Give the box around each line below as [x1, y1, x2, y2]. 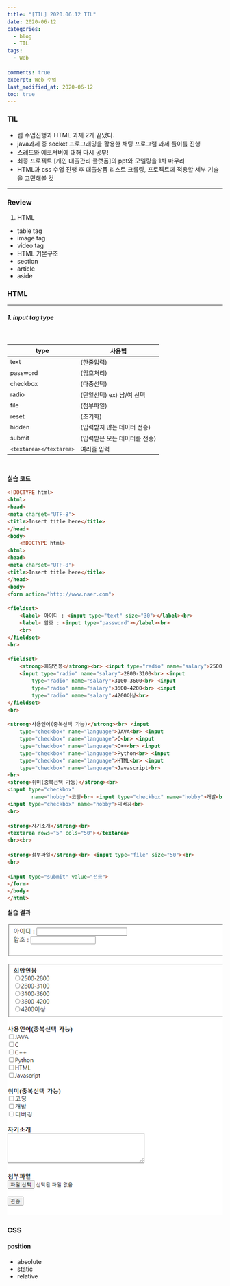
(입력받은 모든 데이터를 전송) [80, 433, 157, 442]
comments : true [7, 69, 51, 76]
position [7, 1242, 31, 1250]
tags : [7, 47, 23, 54]
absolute [16, 1257, 42, 1265]
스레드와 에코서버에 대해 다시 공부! [16, 148, 109, 156]
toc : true [7, 91, 36, 98]
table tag [16, 227, 42, 235]
